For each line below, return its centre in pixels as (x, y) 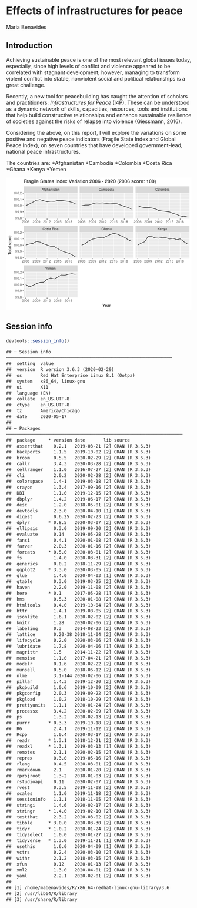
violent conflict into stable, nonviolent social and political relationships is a (96, 78)
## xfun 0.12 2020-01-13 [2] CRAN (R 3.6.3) (79, 864)
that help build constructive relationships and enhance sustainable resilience (99, 115)
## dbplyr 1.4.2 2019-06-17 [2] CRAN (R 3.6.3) (79, 499)
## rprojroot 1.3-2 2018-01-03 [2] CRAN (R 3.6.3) (79, 776)
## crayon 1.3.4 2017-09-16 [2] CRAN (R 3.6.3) (79, 488)
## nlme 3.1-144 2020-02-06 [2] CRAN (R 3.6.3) (79, 676)
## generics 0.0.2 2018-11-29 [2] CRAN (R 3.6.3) (79, 564)
